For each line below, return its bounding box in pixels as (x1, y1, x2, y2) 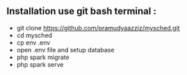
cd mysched (16, 31, 53, 39)
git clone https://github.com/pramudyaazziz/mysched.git (16, 23, 180, 32)
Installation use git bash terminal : (6, 6, 157, 17)
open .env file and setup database (16, 45, 115, 54)
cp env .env (16, 38, 51, 47)
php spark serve (16, 60, 64, 68)
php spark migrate (16, 53, 70, 61)
